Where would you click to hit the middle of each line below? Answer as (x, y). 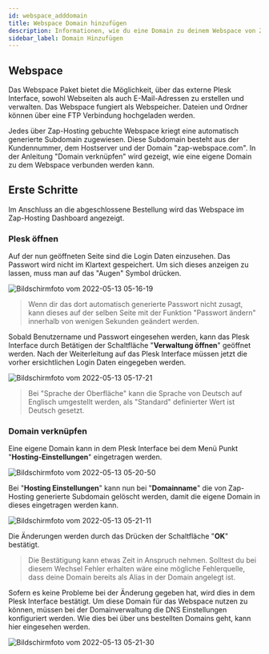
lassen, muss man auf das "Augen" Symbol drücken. (95, 273)
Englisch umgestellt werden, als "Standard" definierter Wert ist (131, 402)
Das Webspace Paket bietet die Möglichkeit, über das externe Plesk (120, 90)
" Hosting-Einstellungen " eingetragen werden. (85, 457)
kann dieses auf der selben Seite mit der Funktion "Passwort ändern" (142, 313)
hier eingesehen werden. (49, 627)
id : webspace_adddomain (48, 16)
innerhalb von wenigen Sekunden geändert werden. (114, 321)
